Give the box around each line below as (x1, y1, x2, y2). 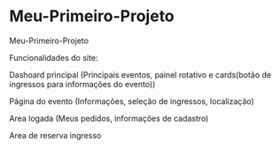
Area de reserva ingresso (9, 130, 102, 140)
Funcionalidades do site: (9, 52, 98, 63)
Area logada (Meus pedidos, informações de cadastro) (9, 113, 209, 123)
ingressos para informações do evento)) (9, 78, 156, 89)
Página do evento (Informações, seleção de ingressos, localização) (9, 95, 254, 107)
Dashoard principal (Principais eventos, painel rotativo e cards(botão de (9, 69, 272, 80)
